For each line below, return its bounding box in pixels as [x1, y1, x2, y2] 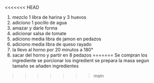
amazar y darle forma [12, 25, 58, 31]
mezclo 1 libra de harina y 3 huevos [12, 14, 87, 20]
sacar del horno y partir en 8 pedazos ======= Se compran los [12, 52, 148, 58]
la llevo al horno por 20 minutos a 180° [12, 47, 93, 52]
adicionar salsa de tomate [12, 31, 67, 36]
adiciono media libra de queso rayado [12, 41, 92, 47]
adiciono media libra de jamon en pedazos [12, 36, 101, 42]
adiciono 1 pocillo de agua [12, 20, 67, 25]
